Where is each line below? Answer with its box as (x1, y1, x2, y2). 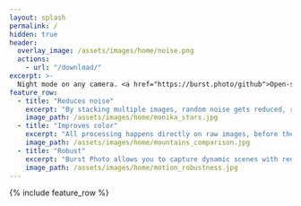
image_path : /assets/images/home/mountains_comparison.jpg (25, 138, 251, 147)
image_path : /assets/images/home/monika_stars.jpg (25, 113, 219, 122)
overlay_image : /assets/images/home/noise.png (17, 47, 194, 56)
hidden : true (9, 30, 58, 39)
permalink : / (9, 21, 58, 30)
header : (9, 38, 39, 47)
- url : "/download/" (25, 64, 102, 73)
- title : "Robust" (17, 146, 87, 155)
